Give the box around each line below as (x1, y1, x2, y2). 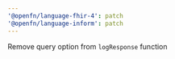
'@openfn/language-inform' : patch (7, 19, 124, 27)
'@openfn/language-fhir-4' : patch (7, 11, 124, 20)
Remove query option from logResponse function (7, 41, 168, 51)
